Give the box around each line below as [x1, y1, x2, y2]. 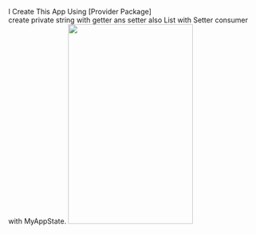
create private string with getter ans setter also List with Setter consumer [8, 15, 249, 25]
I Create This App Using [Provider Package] [8, 7, 152, 16]
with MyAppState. [8, 216, 67, 226]
